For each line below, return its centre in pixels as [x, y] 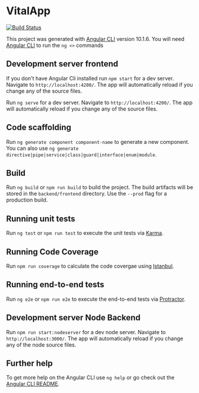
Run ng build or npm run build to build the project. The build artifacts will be [100, 187]
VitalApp [28, 11]
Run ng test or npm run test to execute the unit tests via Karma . [85, 233]
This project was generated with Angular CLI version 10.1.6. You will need [95, 39]
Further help [30, 364]
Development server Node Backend [73, 318]
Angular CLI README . [33, 384]
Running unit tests [41, 218]
